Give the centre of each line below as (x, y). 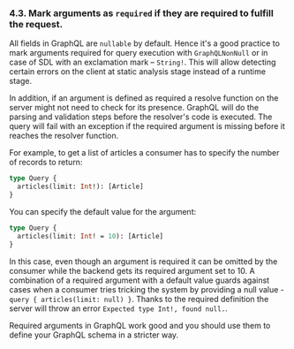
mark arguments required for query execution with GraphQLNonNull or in (139, 53)
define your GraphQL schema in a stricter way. (94, 335)
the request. (36, 24)
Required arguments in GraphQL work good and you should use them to (140, 325)
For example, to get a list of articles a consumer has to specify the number (144, 153)
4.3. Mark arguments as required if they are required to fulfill (141, 13)
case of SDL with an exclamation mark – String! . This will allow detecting (143, 62)
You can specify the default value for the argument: (103, 211)
